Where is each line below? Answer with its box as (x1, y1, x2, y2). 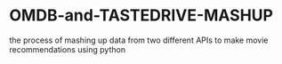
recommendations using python (9, 44, 126, 54)
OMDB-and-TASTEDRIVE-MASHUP (9, 5, 274, 26)
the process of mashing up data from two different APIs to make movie (9, 35, 269, 45)
